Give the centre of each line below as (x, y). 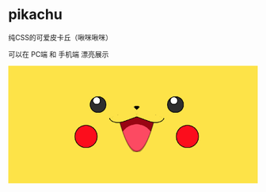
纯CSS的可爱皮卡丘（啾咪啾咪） (61, 37)
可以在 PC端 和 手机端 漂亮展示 (59, 54)
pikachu (36, 15)
